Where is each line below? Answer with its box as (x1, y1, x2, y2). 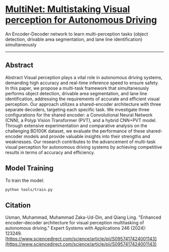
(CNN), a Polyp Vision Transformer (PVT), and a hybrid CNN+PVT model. (5, 117, 157, 123)
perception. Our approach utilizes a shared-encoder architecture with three (5, 101, 161, 107)
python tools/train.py (5, 187, 53, 192)
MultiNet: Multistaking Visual (5, 4, 130, 15)
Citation (5, 201, 31, 210)
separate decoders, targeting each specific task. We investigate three (5, 106, 150, 112)
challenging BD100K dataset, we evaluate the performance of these (5, 128, 145, 134)
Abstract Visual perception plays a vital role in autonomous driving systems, (5, 74, 162, 80)
